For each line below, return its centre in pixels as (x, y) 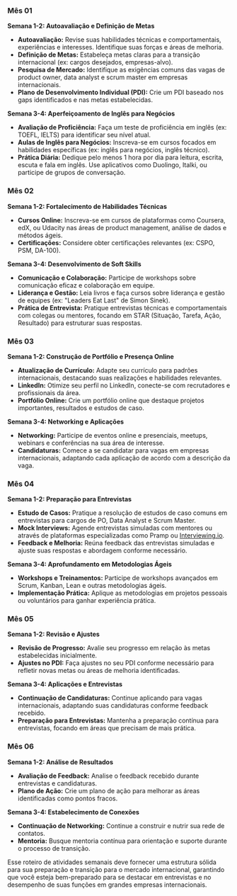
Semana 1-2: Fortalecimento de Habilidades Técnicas (87, 206)
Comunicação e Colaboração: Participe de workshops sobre (107, 278)
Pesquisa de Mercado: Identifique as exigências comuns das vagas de (121, 70)
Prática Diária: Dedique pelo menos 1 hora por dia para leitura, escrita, (121, 157)
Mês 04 (21, 484)
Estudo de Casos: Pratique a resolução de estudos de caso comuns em (122, 513)
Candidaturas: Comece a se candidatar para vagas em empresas (113, 450)
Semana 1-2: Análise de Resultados (60, 762)
